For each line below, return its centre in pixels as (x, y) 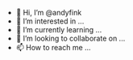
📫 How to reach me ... (53, 47)
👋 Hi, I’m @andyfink (49, 13)
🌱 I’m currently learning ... (59, 30)
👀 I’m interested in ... (50, 21)
